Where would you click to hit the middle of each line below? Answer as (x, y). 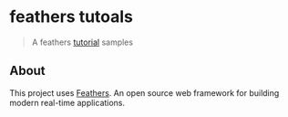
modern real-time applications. (67, 102)
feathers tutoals (72, 17)
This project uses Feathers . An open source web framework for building (144, 92)
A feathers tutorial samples (82, 42)
